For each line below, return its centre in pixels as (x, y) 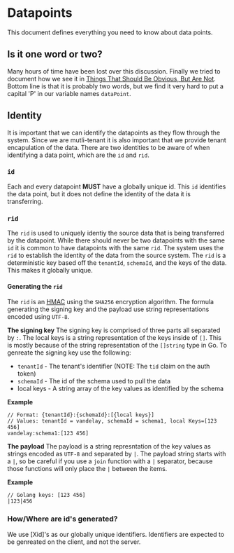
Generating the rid (35, 286)
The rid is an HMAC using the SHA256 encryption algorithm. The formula (111, 302)
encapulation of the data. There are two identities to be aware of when (109, 147)
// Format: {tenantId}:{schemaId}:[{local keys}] (81, 415)
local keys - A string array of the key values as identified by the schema (120, 389)
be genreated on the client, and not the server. (74, 542)
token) (27, 374)
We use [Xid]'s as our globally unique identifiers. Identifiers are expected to (116, 534)
